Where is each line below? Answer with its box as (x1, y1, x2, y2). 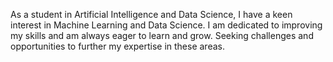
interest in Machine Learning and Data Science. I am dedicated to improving (10, 19, 323, 31)
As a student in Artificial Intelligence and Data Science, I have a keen (10, 9, 293, 20)
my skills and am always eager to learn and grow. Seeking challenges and (10, 30, 314, 41)
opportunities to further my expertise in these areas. (10, 40, 225, 52)
